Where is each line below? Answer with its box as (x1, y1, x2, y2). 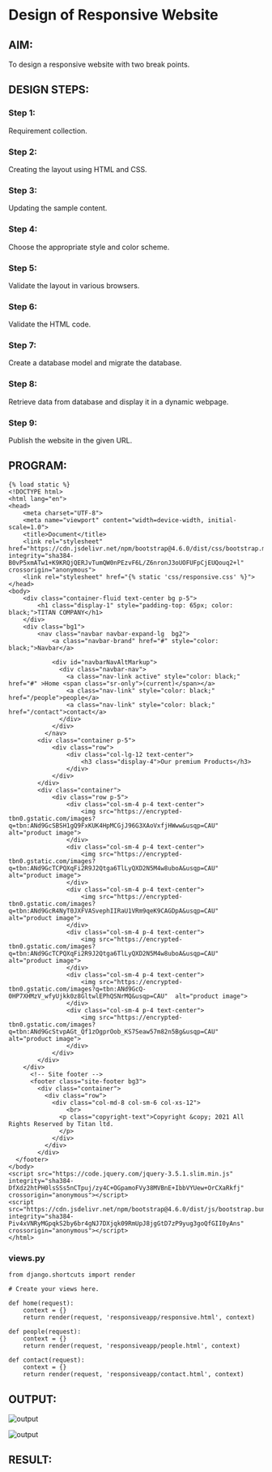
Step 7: (8, 339, 36, 351)
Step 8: (8, 378, 38, 390)
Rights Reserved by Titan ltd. (8, 1120, 114, 1128)
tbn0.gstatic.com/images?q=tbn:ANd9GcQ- (8, 985, 147, 993)
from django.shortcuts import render (8, 1271, 136, 1280)
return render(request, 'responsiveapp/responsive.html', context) (23, 1314, 255, 1322)
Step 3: (8, 184, 38, 196)
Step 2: (8, 146, 38, 158)
